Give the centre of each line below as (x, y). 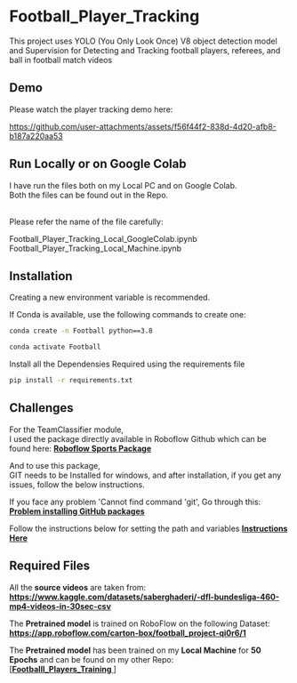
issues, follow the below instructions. (77, 484)
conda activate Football (55, 347)
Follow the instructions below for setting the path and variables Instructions (148, 528)
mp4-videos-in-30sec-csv (60, 606)
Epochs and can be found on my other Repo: (92, 659)
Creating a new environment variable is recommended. (110, 297)
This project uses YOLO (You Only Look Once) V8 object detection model (143, 41)
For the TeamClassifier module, (67, 430)
